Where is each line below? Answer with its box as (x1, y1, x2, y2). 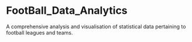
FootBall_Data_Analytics (6, 4, 128, 17)
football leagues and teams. (6, 29, 73, 36)
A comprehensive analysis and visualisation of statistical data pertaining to (6, 23, 186, 30)
